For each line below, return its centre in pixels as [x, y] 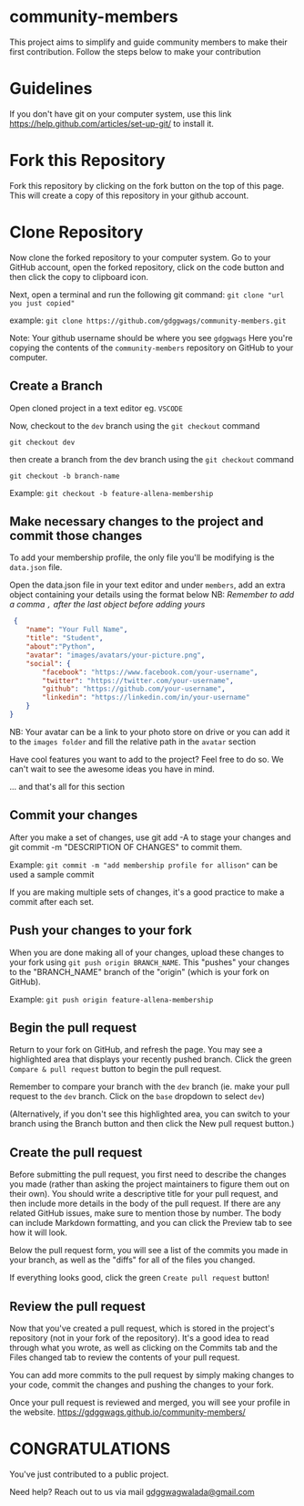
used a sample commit [52, 874]
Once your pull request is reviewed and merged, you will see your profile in [150, 1402]
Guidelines [51, 89]
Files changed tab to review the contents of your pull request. [125, 1357]
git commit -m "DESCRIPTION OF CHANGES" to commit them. [126, 846]
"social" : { [48, 663]
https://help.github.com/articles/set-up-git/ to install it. [111, 123]
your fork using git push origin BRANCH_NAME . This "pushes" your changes [149, 962]
